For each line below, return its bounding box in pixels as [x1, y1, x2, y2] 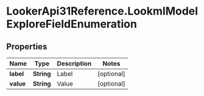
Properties [6, 41, 47, 52]
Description [57, 60, 92, 67]
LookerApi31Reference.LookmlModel [6, 4, 199, 18]
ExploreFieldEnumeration [6, 17, 137, 31]
